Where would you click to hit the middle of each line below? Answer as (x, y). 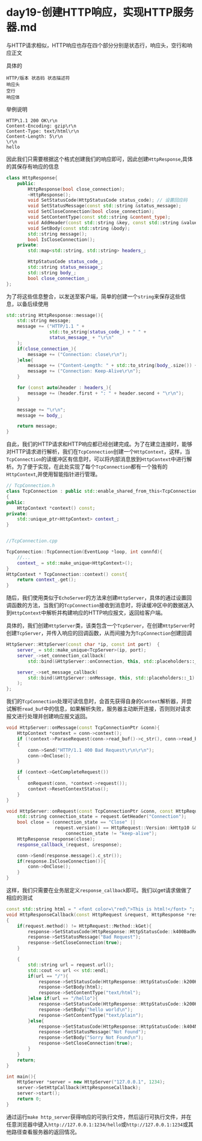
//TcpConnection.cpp (32, 541)
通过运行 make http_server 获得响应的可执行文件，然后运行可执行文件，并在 (99, 1117)
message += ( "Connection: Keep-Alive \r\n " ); (84, 371)
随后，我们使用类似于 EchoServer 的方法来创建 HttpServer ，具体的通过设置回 (99, 598)
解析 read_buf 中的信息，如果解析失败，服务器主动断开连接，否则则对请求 (101, 709)
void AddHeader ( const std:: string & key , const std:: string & (106, 223)
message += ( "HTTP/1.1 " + (51, 327)
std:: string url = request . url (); (71, 964)
